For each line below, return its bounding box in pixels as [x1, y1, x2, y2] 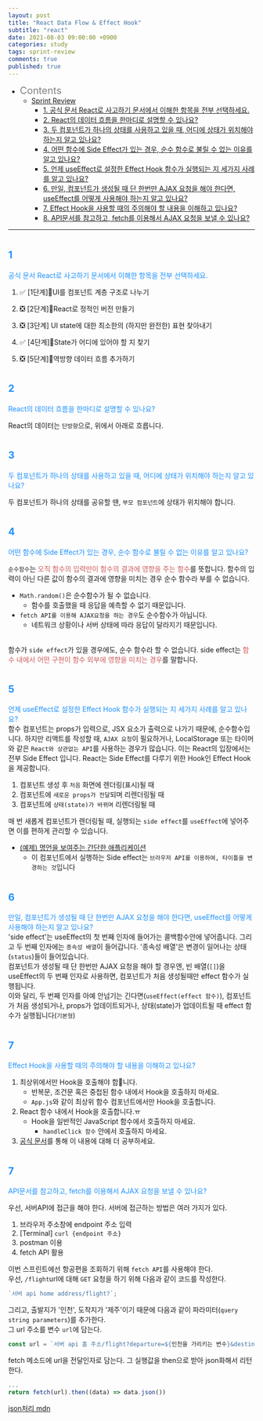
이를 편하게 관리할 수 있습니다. [16, 826, 109, 836]
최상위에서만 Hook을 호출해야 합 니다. [19, 1077, 139, 1087]
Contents [19, 84, 62, 97]
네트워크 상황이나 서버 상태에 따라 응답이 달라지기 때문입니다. [31, 619, 218, 629]
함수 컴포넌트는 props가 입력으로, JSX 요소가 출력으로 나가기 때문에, [8, 724, 217, 734]
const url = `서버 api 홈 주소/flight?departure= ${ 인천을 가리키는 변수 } [8, 1340, 231, 1349]
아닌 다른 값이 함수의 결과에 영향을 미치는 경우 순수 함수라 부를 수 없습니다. [22, 574, 250, 583]
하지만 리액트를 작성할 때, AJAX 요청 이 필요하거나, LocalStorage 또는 [24, 734, 233, 743]
